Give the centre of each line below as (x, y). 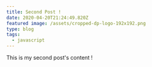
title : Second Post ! (34, 12)
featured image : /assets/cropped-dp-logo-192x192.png (76, 23)
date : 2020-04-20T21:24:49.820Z (47, 18)
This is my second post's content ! (49, 58)
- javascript (28, 40)
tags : (13, 35)
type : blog (20, 29)
